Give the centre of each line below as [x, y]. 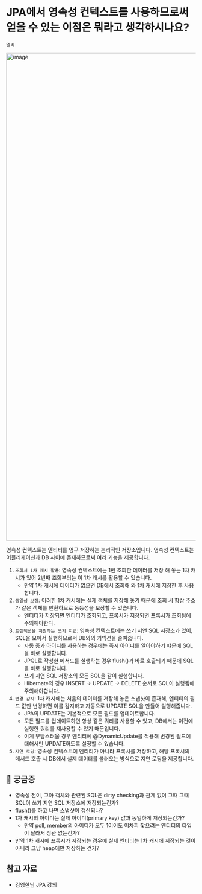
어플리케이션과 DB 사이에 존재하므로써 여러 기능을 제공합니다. [78, 557]
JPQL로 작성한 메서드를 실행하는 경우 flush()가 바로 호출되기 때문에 [103, 661]
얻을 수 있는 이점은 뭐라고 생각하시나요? [98, 27]
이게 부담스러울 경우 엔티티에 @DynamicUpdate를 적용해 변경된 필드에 [107, 736]
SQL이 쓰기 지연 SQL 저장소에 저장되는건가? [67, 802]
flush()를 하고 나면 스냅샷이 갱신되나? [59, 810]
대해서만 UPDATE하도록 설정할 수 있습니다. [74, 743]
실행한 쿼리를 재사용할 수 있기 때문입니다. [72, 728]
